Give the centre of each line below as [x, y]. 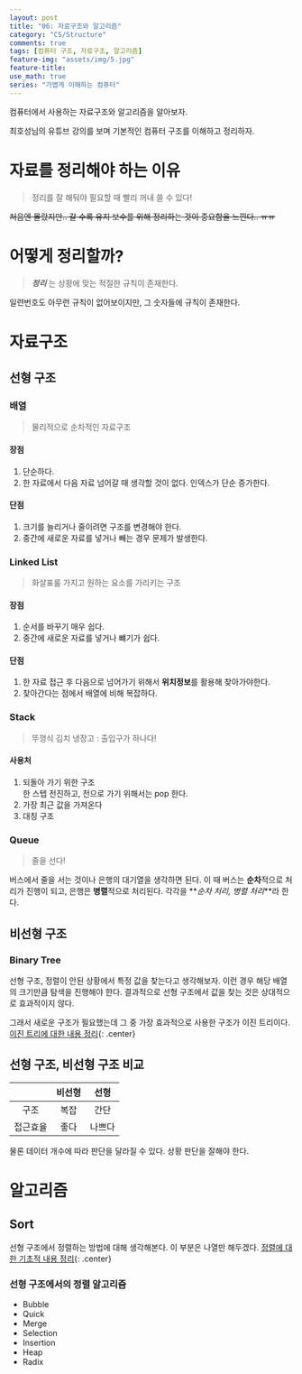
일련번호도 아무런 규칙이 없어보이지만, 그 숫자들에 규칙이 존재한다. [125, 302]
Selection [40, 1333]
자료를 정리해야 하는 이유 [95, 170]
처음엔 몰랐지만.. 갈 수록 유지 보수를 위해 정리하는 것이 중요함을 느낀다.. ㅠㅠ [142, 217]
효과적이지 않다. [46, 1003]
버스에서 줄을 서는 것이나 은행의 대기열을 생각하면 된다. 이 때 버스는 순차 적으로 [146, 880]
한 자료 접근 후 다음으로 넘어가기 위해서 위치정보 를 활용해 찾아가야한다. [146, 682]
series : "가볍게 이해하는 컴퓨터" [64, 85]
